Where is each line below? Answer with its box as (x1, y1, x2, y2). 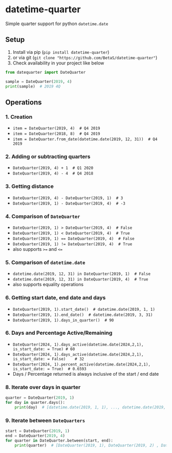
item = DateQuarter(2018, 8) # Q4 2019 (12, 132, 100, 137)
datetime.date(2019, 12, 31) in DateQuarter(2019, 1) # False (12, 271, 151, 277)
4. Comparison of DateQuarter (5, 212, 80, 220)
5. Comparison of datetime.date (5, 258, 85, 266)
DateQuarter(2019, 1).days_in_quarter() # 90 (12, 317, 114, 323)
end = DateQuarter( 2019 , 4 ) (5, 433, 66, 438)
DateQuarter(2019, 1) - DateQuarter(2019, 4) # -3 (12, 201, 125, 206)
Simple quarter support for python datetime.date (5, 20, 109, 27)
